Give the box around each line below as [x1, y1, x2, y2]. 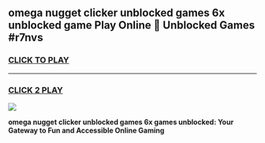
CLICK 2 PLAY [8, 85, 63, 96]
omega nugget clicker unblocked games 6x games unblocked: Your [8, 117, 234, 126]
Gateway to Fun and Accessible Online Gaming [8, 126, 165, 135]
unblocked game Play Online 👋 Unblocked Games [8, 19, 255, 32]
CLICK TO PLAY [8, 55, 69, 66]
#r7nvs [8, 31, 43, 44]
